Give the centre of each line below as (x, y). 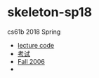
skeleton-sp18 (50, 12)
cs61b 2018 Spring (34, 32)
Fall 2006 (31, 61)
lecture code (36, 45)
